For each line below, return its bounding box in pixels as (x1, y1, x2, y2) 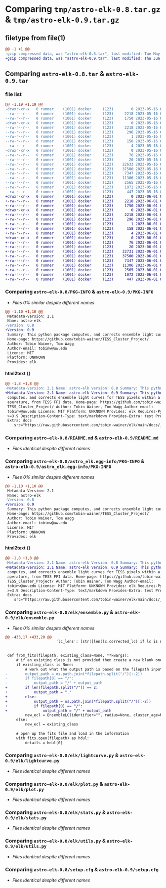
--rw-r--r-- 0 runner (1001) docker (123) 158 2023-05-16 (5, 139, 158, 144)
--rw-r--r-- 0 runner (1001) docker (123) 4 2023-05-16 (5, 143, 158, 149)
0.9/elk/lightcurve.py (5, 758, 60, 764)
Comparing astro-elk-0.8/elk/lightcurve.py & (5, 752, 119, 759)
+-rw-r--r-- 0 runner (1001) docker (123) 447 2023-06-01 (5, 277, 158, 282)
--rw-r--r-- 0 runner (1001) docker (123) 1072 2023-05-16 (5, 185, 158, 190)
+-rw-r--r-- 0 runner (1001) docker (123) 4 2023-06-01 (5, 231, 158, 236)
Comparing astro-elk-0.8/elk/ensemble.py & (5, 609, 114, 616)
